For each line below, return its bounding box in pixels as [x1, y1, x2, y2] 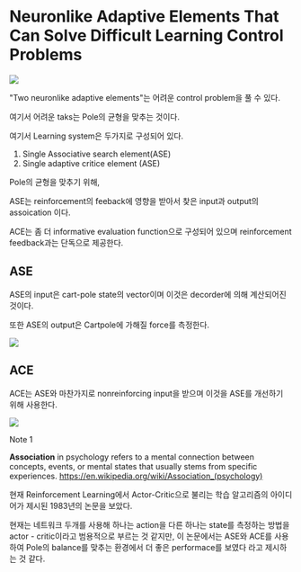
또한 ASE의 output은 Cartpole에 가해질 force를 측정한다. [9, 319, 209, 330]
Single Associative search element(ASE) [22, 148, 172, 159]
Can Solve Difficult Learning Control [9, 25, 285, 46]
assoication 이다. [9, 207, 71, 218]
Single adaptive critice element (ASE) [22, 157, 161, 168]
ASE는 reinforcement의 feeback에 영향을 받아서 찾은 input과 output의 [9, 195, 259, 206]
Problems [9, 45, 83, 65]
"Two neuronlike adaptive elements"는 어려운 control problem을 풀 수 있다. [9, 92, 281, 103]
